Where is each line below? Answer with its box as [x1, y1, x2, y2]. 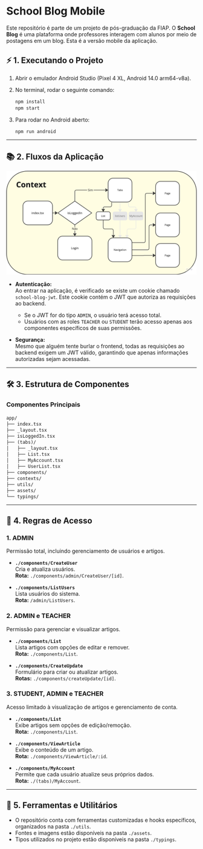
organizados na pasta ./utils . [14, 822, 91, 830]
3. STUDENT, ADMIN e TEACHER [6, 689, 104, 698]
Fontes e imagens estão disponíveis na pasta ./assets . [14, 829, 152, 836]
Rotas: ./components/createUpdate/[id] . [14, 674, 116, 681]
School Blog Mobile [6, 4, 106, 18]
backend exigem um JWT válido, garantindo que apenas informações [14, 349, 188, 356]
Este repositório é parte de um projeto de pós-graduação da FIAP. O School [6, 24, 195, 31]
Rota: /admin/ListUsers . [14, 597, 76, 604]
